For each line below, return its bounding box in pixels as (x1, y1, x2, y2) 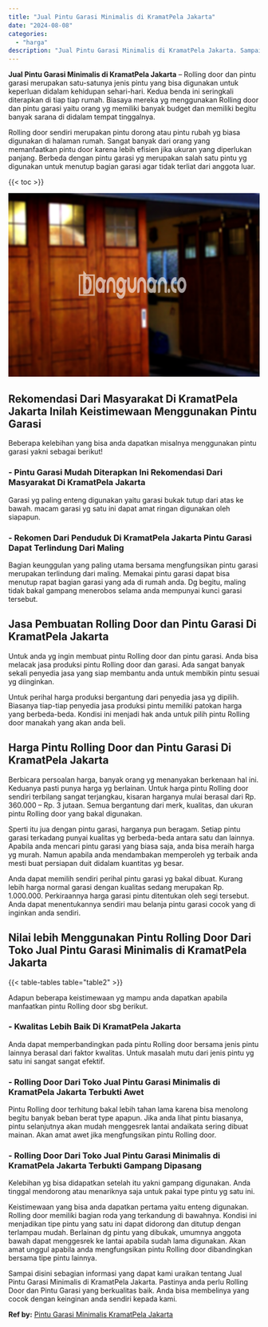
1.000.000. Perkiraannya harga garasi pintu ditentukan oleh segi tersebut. (8, 891, 250, 900)
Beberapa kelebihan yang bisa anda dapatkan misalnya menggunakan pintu (8, 439, 257, 448)
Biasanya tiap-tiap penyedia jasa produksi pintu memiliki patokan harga (8, 700, 242, 710)
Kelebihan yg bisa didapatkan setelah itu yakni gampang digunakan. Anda (8, 1178, 251, 1188)
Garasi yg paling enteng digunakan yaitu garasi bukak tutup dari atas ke (8, 495, 244, 504)
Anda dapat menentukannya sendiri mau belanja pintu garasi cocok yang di (8, 899, 256, 908)
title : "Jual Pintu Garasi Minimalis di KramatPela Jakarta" (8, 13, 216, 21)
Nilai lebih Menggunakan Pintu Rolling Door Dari (8, 931, 251, 944)
